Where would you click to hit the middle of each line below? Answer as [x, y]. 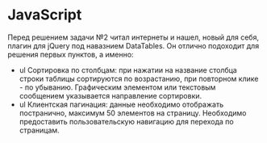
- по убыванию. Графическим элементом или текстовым [117, 87]
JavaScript [45, 15]
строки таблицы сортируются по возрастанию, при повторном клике [139, 78]
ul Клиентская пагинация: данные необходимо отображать [121, 104]
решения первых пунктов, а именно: [71, 54]
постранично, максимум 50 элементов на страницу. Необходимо [133, 113]
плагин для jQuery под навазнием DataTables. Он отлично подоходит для [133, 45]
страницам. [39, 130]
